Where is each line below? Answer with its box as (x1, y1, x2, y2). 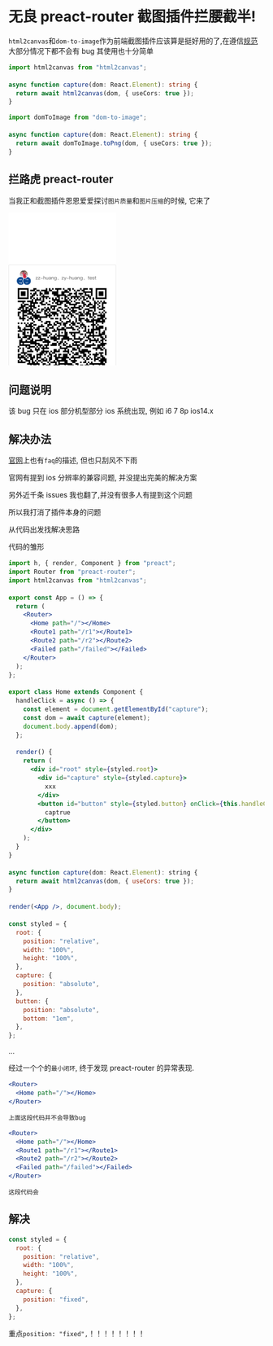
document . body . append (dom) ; (23, 722, 118, 730)
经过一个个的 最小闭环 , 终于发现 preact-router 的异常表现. (8, 1063, 195, 1073)
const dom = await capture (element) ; (23, 713, 151, 721)
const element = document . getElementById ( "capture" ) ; (23, 705, 209, 713)
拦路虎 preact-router (8, 173, 114, 186)
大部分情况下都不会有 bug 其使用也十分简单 (8, 46, 154, 55)
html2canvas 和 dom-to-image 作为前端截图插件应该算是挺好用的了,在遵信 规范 (8, 36, 258, 46)
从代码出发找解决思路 (8, 524, 80, 534)
